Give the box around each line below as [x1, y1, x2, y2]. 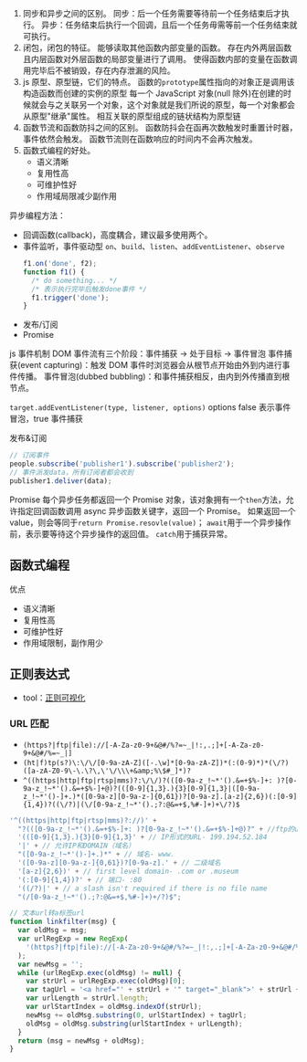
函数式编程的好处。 [22, 145, 96, 155]
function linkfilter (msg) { [9, 917, 117, 927]
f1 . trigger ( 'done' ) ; [31, 293, 110, 302]
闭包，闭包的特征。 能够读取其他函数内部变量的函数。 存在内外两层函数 [22, 42, 292, 53]
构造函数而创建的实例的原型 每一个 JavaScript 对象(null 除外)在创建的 [22, 88, 284, 99]
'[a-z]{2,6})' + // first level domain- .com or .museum [17, 867, 239, 876]
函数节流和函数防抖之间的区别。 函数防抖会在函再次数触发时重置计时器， [22, 122, 298, 132]
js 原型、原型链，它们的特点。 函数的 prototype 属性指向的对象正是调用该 [22, 77, 295, 87]
